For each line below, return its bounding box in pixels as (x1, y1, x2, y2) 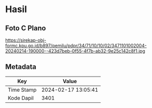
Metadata (5, 62, 36, 71)
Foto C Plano (5, 24, 46, 32)
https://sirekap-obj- (5, 37, 47, 43)
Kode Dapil (8, 94, 34, 101)
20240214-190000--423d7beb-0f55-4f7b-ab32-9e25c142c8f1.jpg (5, 48, 145, 54)
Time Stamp (8, 86, 37, 93)
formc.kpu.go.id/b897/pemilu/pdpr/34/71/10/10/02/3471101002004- (5, 43, 147, 49)
